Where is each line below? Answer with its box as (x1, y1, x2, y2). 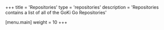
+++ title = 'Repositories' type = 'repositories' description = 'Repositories (5, 4, 159, 10)
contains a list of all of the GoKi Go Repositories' (5, 9, 107, 15)
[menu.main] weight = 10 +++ (5, 19, 68, 25)
